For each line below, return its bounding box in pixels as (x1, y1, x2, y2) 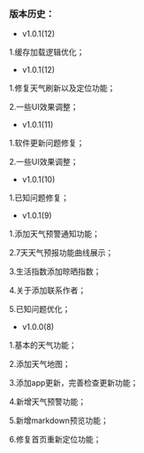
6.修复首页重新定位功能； (9, 434, 102, 445)
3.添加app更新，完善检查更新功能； (9, 378, 139, 388)
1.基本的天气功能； (9, 340, 77, 351)
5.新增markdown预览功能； (9, 415, 109, 426)
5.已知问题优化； (9, 304, 71, 315)
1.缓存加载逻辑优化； (9, 47, 85, 58)
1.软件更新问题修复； (9, 137, 85, 148)
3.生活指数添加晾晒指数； (9, 266, 102, 277)
